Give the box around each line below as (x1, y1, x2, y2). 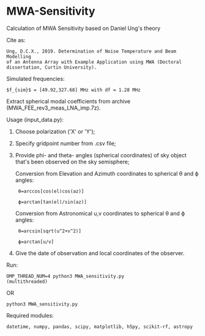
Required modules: (6, 312, 54, 319)
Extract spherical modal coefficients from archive (6, 97, 130, 105)
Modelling (6, 53, 32, 59)
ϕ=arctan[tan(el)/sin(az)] (18, 199, 87, 205)
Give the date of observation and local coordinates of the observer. (15, 249, 185, 256)
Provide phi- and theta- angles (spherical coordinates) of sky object (15, 151, 187, 159)
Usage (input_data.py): (6, 116, 64, 123)
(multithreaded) (6, 278, 48, 285)
